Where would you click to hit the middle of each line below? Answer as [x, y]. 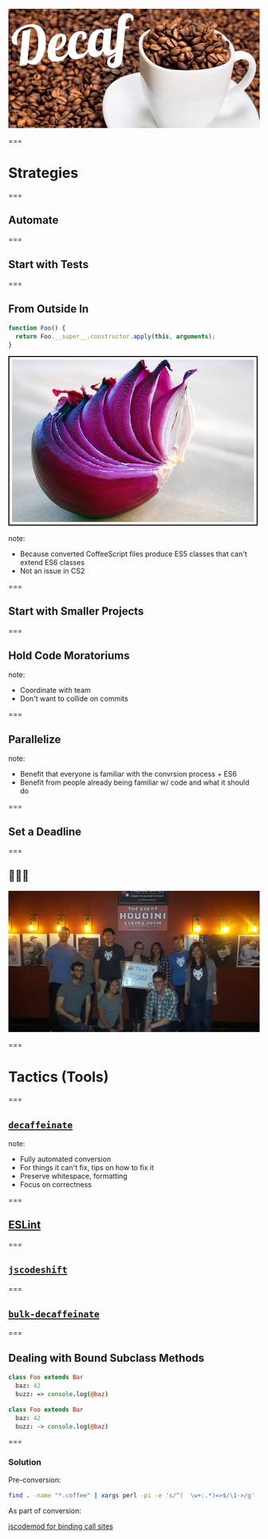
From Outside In [49, 309]
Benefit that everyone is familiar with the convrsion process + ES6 [128, 774]
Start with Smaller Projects [76, 611]
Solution [25, 1462]
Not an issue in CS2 [52, 571]
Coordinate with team [55, 690]
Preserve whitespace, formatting [73, 1176]
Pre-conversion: [35, 1480]
